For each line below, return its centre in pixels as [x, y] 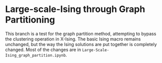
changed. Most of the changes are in [43, 49]
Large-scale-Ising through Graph [75, 9]
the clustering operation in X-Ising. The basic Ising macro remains [73, 39]
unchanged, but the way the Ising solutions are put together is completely [81, 44]
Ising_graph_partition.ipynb [35, 55]
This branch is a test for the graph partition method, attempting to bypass [81, 33]
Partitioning [30, 20]
